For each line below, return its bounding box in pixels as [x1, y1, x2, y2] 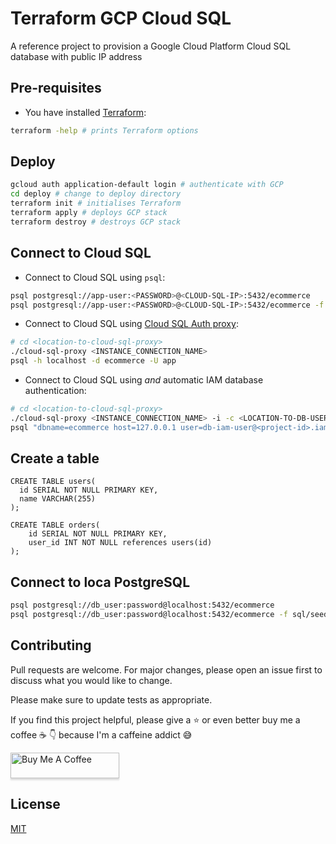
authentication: [24, 385, 87, 396]
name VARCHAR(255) [19, 494, 97, 504]
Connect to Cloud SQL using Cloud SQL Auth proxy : [24, 318, 239, 330]
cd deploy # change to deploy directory [10, 189, 182, 199]
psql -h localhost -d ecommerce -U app [10, 356, 177, 366]
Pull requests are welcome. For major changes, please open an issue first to [10, 663, 323, 676]
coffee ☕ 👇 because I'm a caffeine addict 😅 [10, 728, 193, 741]
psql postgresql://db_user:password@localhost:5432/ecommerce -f [10, 610, 288, 620]
